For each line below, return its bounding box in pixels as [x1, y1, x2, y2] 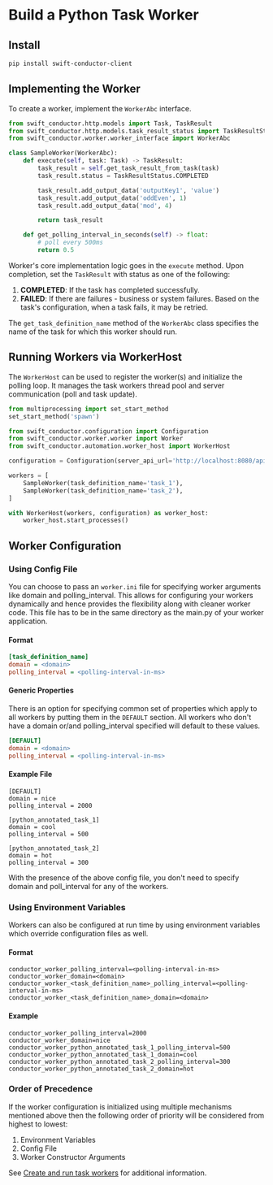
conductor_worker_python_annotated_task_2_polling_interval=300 [8, 1057, 231, 1066]
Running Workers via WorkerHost [8, 350, 183, 364]
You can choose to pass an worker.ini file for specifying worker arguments [8, 581, 262, 591]
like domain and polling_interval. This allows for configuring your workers [8, 590, 253, 600]
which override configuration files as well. [8, 929, 149, 939]
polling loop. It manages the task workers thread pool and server [8, 380, 225, 390]
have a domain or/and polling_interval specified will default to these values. [8, 721, 261, 731]
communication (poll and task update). [8, 388, 138, 399]
